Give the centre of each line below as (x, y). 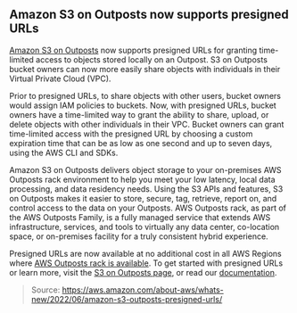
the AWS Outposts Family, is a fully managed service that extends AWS (140, 217)
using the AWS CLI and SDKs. (64, 152)
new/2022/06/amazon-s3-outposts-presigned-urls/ (127, 299)
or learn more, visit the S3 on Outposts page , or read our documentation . (143, 272)
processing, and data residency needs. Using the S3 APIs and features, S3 (146, 189)
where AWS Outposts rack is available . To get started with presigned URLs (146, 263)
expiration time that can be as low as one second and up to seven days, (141, 143)
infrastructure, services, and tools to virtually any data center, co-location (144, 227)
